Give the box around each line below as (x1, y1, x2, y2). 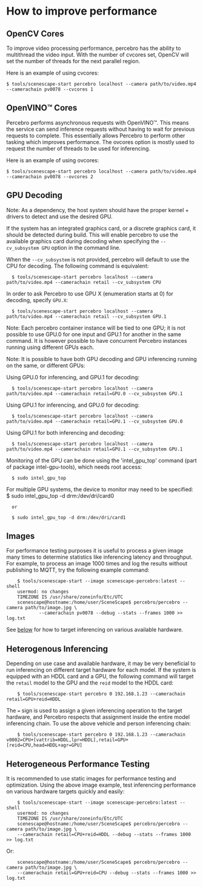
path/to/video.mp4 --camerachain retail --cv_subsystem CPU (6, 279, 162, 285)
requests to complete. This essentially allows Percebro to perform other (6, 132, 185, 139)
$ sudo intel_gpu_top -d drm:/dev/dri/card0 (6, 492, 115, 499)
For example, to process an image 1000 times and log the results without (6, 560, 188, 567)
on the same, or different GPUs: (6, 362, 85, 369)
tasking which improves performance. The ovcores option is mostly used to (6, 138, 195, 145)
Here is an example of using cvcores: (6, 69, 99, 77)
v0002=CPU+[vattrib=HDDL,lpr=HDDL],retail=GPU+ (6, 737, 129, 743)
